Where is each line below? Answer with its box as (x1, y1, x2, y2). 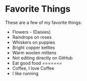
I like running (12, 70, 39, 76)
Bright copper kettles (12, 44, 55, 50)
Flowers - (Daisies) (12, 29, 51, 35)
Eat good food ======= (12, 60, 62, 66)
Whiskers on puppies (12, 39, 56, 45)
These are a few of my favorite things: (5, 20, 82, 25)
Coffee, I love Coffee (12, 65, 55, 71)
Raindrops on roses (12, 34, 52, 40)
